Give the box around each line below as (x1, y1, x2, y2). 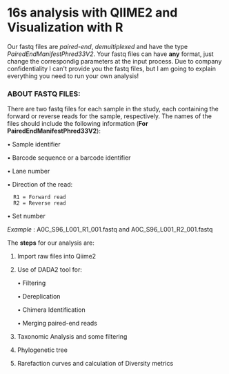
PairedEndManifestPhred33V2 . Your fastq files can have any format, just (7, 50, 214, 58)
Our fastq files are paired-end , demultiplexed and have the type (7, 42, 188, 50)
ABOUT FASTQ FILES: (7, 88, 81, 98)
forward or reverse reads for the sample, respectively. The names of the (7, 112, 212, 120)
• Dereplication (17, 292, 61, 301)
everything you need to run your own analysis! (7, 71, 139, 80)
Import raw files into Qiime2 (17, 252, 97, 261)
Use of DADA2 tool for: (17, 265, 83, 274)
